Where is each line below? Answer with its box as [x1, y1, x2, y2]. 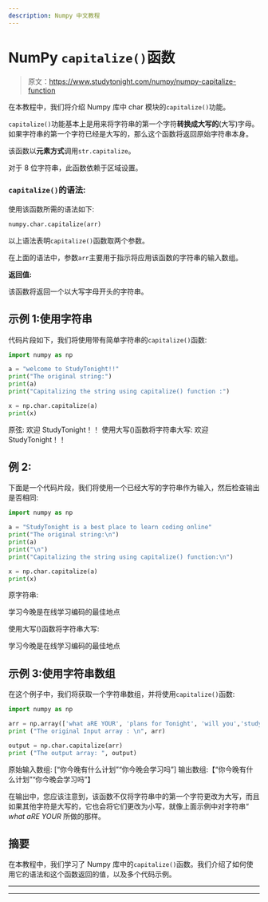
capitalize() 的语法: [8, 184, 86, 196]
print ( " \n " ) [8, 545, 48, 553]
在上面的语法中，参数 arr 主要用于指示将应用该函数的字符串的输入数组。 [8, 252, 243, 262]
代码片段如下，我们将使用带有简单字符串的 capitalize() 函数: [8, 334, 207, 344]
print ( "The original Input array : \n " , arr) [8, 727, 166, 735]
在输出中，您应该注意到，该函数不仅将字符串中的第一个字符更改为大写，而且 [8, 791, 260, 801]
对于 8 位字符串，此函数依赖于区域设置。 [8, 163, 143, 172]
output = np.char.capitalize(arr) [8, 742, 124, 750]
